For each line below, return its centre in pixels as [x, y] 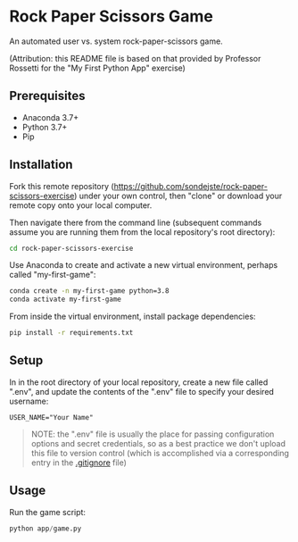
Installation [41, 165]
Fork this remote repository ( [62, 186]
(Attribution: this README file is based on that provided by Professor [135, 58]
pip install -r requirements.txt [71, 333]
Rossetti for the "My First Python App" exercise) [97, 68]
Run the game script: [48, 512]
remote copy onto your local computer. [81, 205]
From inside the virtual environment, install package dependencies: [132, 317]
